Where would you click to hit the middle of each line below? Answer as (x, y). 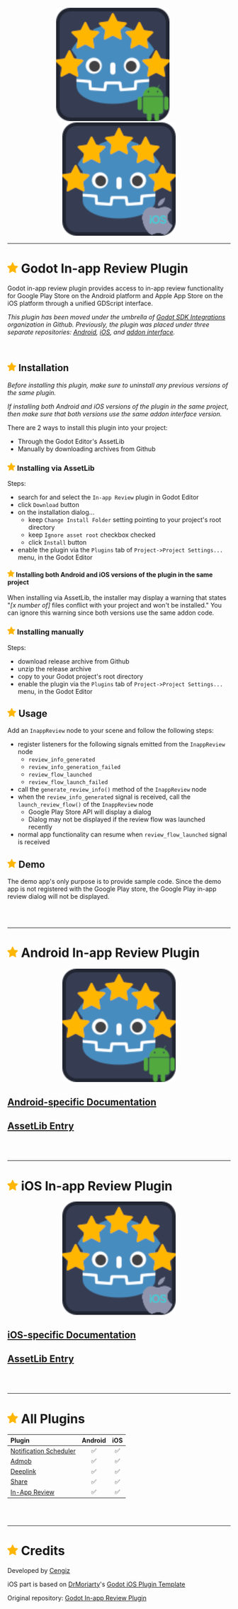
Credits (43, 1551)
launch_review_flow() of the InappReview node (85, 804)
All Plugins (53, 1419)
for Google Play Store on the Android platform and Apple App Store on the (115, 295)
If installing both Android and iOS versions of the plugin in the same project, (118, 406)
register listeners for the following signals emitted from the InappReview (121, 744)
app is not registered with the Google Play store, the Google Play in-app (112, 889)
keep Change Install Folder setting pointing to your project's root (125, 520)
